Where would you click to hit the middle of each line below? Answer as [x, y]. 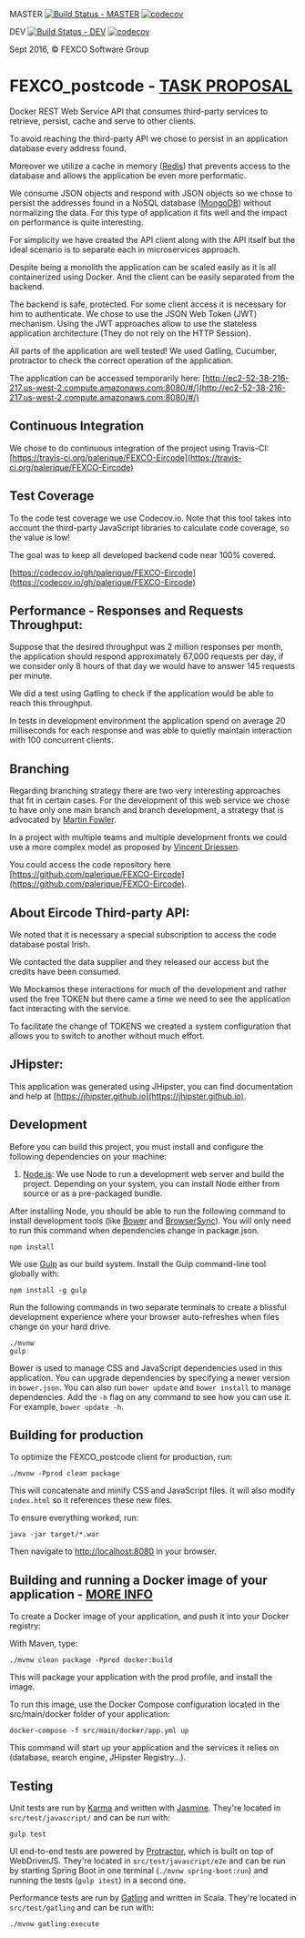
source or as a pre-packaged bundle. [92, 1193]
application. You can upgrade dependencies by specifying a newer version [150, 1377]
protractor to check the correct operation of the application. [122, 360]
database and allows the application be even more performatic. [128, 175]
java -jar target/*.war [55, 1535]
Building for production [76, 1435]
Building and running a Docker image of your [138, 1580]
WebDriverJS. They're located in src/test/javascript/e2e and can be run [147, 1861]
